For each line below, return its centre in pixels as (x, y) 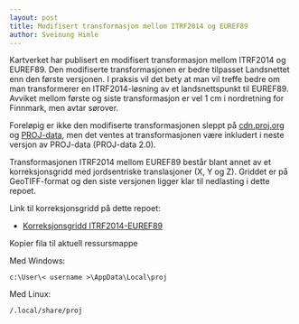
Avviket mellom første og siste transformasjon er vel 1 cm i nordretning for (147, 98)
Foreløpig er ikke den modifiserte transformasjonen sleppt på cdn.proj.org (147, 125)
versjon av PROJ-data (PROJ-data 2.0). (83, 144)
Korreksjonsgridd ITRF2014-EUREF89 (93, 226)
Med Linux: (30, 294)
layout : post (34, 18)
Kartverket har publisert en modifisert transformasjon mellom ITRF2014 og (148, 60)
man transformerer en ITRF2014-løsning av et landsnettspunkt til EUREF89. (149, 89)
